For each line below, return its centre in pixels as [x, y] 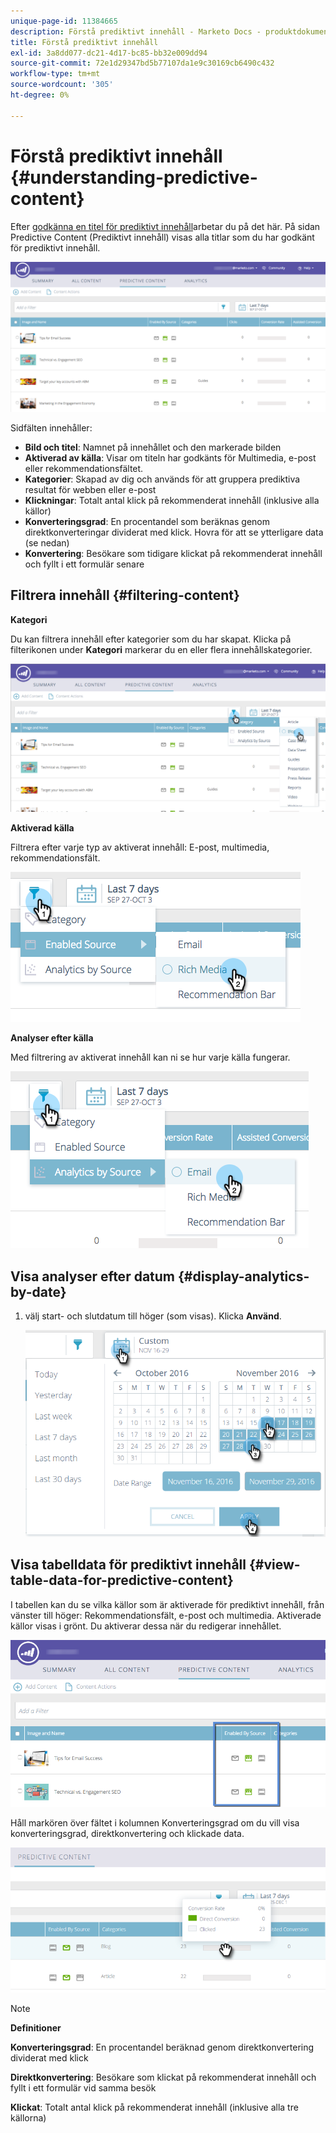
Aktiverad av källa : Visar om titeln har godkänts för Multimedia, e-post [170, 457]
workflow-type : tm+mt [55, 74]
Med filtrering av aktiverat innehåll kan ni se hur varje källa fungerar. [150, 1057]
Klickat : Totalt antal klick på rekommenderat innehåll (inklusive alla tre [154, 2107]
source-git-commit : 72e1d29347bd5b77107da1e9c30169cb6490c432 [142, 63]
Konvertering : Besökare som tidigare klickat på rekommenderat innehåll [173, 553]
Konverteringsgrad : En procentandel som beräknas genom [147, 521]
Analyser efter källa [52, 1038]
